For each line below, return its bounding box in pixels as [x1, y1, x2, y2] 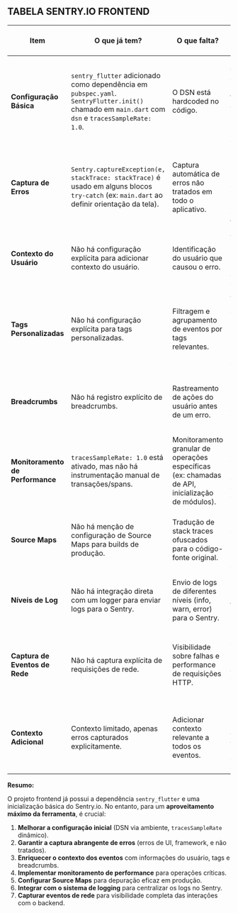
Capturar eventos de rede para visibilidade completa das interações [17, 891, 218, 900]
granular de [172, 443, 211, 453]
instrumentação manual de [70, 470, 160, 480]
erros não [172, 177, 205, 187]
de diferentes [172, 586, 217, 596]
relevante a [172, 732, 210, 742]
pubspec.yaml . [70, 88, 117, 98]
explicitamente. [70, 741, 122, 751]
